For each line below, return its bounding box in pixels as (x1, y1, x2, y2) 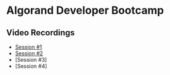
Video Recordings (6, 28, 75, 38)
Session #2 (14, 50, 43, 57)
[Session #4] (14, 62, 47, 70)
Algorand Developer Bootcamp (6, 4, 164, 17)
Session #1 (14, 43, 42, 50)
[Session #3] (14, 56, 47, 63)
